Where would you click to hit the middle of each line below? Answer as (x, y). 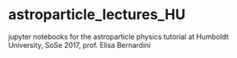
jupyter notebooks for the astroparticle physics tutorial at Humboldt (118, 37)
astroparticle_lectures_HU (97, 15)
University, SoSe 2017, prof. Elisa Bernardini (80, 44)
